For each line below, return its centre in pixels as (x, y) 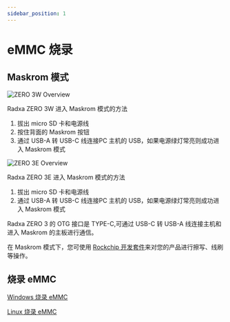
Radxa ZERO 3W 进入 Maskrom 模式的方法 (67, 108)
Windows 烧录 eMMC (38, 297)
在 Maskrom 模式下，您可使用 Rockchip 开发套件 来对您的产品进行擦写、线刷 (115, 247)
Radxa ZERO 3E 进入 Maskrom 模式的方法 (66, 177)
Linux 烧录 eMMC (32, 312)
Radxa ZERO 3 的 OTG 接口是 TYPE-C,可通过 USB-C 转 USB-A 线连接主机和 (114, 223)
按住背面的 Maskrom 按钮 (53, 132)
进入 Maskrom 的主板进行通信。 (52, 232)
